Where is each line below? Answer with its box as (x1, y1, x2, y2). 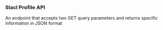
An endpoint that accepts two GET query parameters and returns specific (5, 15, 158, 21)
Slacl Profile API (5, 4, 45, 11)
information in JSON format (5, 20, 63, 26)
